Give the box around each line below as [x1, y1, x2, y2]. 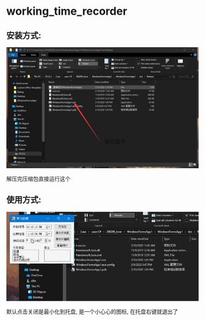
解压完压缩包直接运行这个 [6, 175, 71, 182]
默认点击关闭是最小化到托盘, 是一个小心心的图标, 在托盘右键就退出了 [6, 308, 178, 315]
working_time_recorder [6, 4, 128, 18]
